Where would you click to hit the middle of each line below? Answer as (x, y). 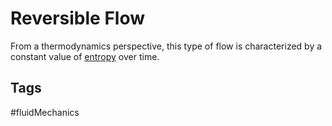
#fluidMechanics (45, 112)
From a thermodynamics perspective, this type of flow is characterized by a (166, 46)
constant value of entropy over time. (85, 56)
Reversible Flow (78, 18)
